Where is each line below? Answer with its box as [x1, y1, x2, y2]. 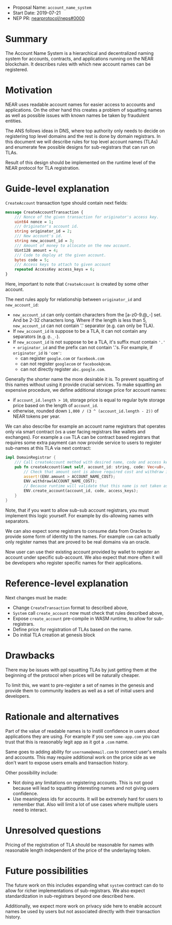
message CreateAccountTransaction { [5, 210, 83, 215]
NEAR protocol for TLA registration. [5, 165, 80, 171]
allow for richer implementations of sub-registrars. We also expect [5, 887, 145, 894]
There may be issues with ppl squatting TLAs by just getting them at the [5, 667, 157, 673]
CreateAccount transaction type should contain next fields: [5, 199, 128, 206]
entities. [5, 117, 22, 124]
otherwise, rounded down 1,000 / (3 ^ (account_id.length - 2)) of [12, 408, 159, 414]
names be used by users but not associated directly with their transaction [5, 908, 160, 914]
